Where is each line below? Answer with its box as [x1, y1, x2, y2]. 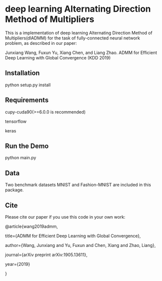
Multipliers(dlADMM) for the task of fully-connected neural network [5, 35, 140, 41]
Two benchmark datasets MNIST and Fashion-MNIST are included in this [5, 182, 151, 188]
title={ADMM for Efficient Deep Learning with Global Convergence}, [5, 233, 141, 239]
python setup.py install [5, 82, 51, 88]
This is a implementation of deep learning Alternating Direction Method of [5, 30, 153, 36]
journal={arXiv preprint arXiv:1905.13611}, [5, 252, 88, 258]
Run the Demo [5, 142, 49, 150]
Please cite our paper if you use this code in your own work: [5, 214, 126, 220]
